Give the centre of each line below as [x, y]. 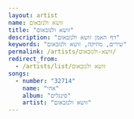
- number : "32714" [46, 81]
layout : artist [33, 15]
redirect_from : [33, 59]
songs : [19, 74]
